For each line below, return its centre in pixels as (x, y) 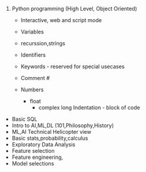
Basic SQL (24, 119)
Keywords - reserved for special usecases (73, 66)
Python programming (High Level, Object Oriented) (74, 9)
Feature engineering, (38, 157)
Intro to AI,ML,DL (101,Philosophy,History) (63, 125)
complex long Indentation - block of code (89, 107)
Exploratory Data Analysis (44, 145)
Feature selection (33, 151)
